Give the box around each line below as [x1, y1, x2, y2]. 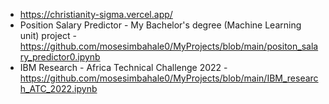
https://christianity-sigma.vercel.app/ [19, 9, 173, 20]
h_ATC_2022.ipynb [19, 83, 98, 94]
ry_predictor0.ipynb [19, 51, 101, 63]
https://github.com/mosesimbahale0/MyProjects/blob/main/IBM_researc [19, 72, 319, 84]
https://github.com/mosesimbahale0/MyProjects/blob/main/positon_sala [19, 40, 319, 52]
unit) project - [19, 30, 77, 41]
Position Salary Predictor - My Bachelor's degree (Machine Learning [19, 19, 302, 31]
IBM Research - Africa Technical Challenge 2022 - [19, 62, 228, 73]
